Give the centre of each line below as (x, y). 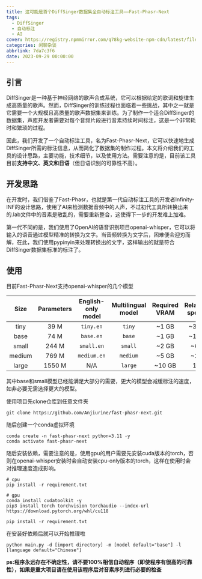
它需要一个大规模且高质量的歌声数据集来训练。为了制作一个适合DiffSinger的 (100, 113)
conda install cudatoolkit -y (44, 501)
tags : (13, 17)
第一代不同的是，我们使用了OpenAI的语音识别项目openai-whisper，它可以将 (101, 227)
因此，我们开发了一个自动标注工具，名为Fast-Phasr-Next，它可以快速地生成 (100, 141)
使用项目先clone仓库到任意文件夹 (47, 402)
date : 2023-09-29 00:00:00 (40, 56)
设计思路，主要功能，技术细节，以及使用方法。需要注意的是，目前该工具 (106, 156)
